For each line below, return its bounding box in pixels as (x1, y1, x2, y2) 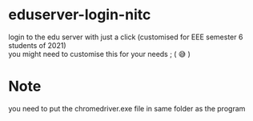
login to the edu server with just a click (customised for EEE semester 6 (8, 32, 243, 42)
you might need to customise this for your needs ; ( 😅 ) (8, 49, 191, 58)
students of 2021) (8, 40, 66, 50)
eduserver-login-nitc (8, 6, 151, 24)
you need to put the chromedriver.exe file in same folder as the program (8, 103, 246, 113)
